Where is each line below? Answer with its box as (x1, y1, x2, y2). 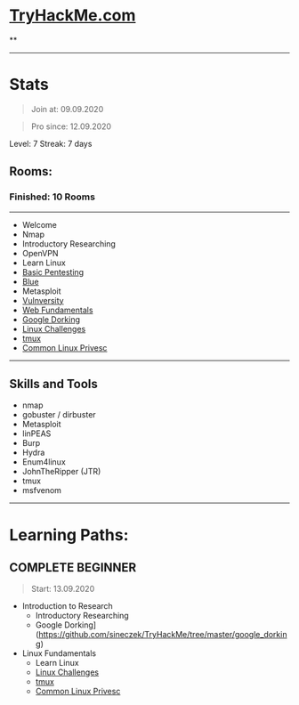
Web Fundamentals (21, 304, 93, 315)
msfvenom (21, 485, 62, 496)
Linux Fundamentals (21, 648, 96, 659)
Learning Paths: (9, 524, 129, 545)
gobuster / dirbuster (21, 409, 96, 420)
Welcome (21, 219, 58, 230)
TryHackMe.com (9, 5, 136, 26)
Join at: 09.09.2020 (30, 103, 104, 114)
